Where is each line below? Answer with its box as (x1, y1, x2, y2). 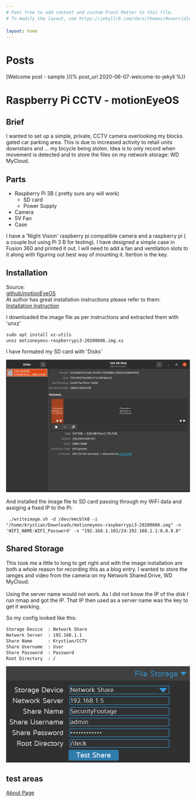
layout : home (6, 28, 38, 34)
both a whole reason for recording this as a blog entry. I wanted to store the (6, 565, 188, 573)
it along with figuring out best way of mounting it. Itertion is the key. (6, 251, 169, 258)
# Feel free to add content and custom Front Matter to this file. (6, 9, 174, 15)
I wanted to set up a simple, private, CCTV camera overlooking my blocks (6, 132, 183, 140)
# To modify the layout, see (6, 15, 77, 22)
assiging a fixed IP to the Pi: (6, 504, 73, 511)
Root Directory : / (6, 656, 57, 662)
